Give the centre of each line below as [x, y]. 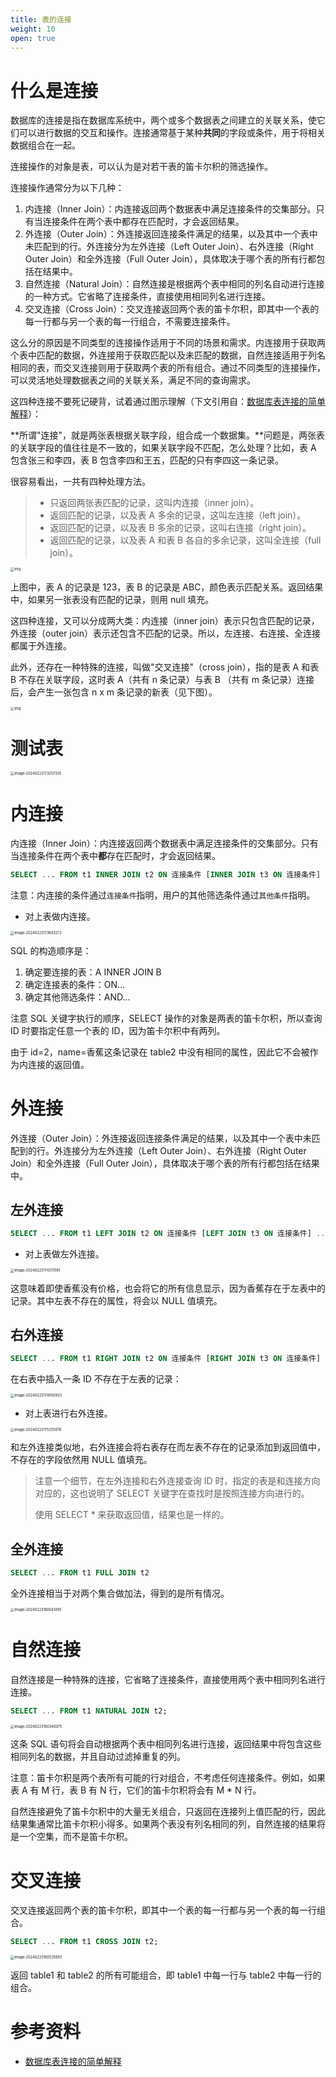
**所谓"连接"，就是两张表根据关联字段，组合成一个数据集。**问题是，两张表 [168, 435]
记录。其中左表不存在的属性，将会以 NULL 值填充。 [116, 1300]
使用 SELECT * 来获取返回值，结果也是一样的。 [132, 1515]
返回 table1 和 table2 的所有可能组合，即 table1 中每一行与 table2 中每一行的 [166, 1975]
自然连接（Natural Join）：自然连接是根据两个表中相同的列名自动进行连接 [174, 284]
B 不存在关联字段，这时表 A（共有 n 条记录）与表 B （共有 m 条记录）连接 [162, 679]
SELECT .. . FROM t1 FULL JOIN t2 [80, 1572]
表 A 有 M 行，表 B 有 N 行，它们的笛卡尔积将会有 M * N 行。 [136, 1790]
